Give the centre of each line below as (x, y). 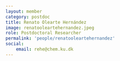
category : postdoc (28, 17)
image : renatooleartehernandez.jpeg (50, 28)
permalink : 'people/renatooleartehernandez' (60, 38)
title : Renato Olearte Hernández (46, 22)
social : (15, 44)
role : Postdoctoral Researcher (43, 33)
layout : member (24, 11)
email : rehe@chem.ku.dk (45, 49)
